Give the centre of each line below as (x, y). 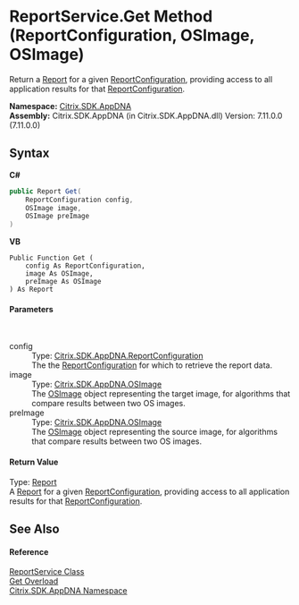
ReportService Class (47, 572)
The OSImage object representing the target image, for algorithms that (161, 394)
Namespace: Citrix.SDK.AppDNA (71, 106)
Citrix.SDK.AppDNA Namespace (68, 591)
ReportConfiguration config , (79, 200)
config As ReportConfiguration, (85, 266)
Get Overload (34, 581)
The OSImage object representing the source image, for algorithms (155, 432)
